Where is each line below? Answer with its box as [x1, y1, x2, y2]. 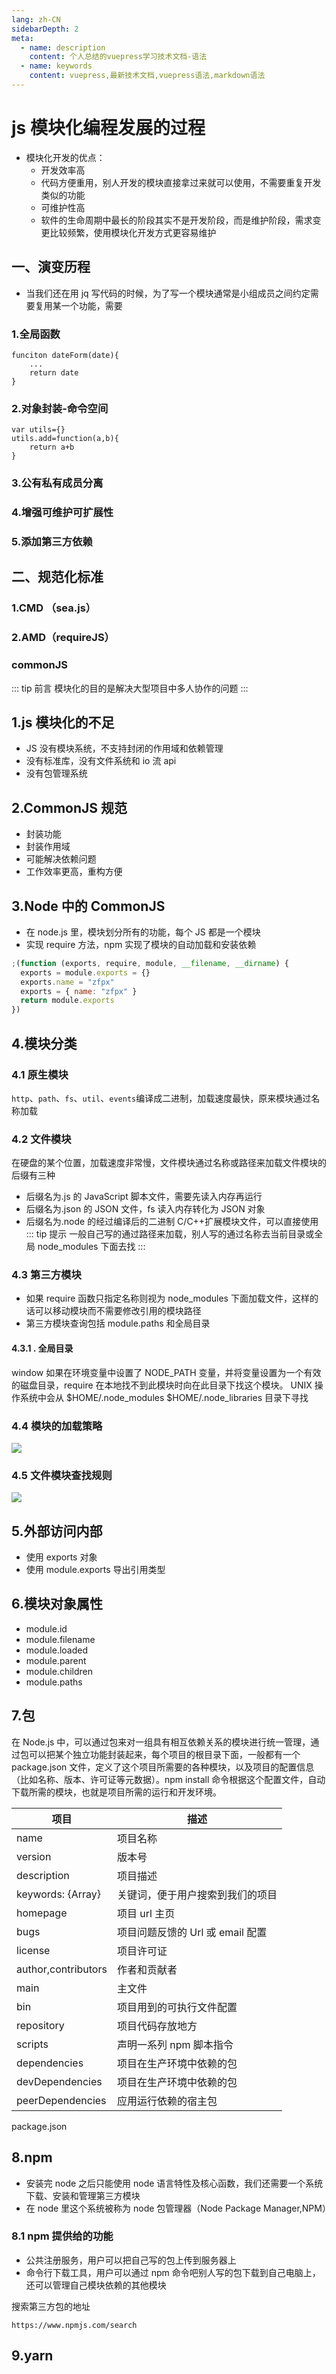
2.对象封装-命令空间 [11, 401, 109, 415]
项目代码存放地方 [116, 2019, 198, 2033]
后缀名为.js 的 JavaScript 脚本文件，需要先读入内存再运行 [25, 1191, 263, 1203]
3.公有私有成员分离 [11, 476, 104, 490]
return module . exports [20, 996, 115, 1006]
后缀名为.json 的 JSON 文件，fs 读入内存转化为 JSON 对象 [25, 1203, 266, 1215]
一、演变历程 [11, 259, 91, 276]
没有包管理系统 [25, 767, 88, 780]
